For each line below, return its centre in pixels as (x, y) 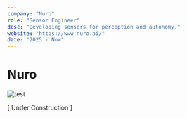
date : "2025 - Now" (36, 40)
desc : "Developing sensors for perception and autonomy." (94, 27)
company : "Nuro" (31, 14)
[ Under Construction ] (40, 108)
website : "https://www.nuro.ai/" (56, 33)
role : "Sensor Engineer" (44, 20)
